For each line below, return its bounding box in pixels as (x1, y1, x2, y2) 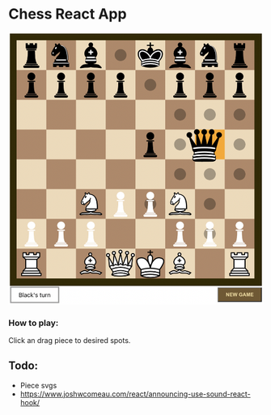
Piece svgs (19, 380, 57, 390)
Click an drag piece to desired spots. (8, 335, 131, 345)
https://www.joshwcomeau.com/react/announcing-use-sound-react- (19, 389, 251, 399)
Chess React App (8, 5, 127, 23)
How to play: (8, 317, 59, 328)
